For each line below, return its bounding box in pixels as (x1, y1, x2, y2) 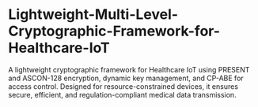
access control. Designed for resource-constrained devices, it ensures (8, 81, 239, 91)
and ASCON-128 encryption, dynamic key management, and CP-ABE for (8, 73, 244, 83)
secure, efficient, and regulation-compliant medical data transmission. (8, 90, 237, 99)
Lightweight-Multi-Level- (8, 6, 179, 24)
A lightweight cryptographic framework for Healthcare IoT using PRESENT (8, 65, 250, 74)
